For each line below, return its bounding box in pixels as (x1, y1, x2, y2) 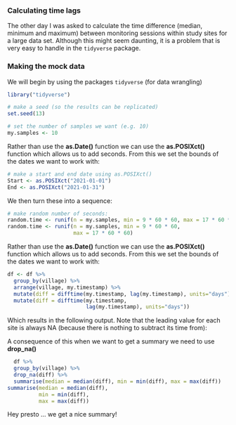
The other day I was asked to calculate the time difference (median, (7, 22, 202, 30)
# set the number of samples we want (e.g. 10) (7, 123, 150, 130)
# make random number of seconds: (7, 210, 109, 217)
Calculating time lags (7, 6, 81, 15)
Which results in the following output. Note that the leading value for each (7, 316, 221, 325)
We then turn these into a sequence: (7, 196, 112, 205)
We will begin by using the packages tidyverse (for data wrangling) (7, 77, 202, 86)
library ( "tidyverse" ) (7, 91, 71, 98)
